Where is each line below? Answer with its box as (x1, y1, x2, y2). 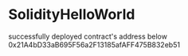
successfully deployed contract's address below (8, 32, 167, 41)
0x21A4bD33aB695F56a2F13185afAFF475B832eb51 (8, 39, 181, 49)
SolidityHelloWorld (8, 6, 135, 24)
